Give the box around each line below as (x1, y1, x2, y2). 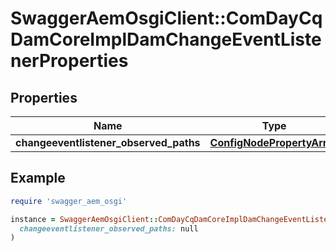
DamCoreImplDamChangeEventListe (10, 28, 322, 51)
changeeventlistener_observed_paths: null (19, 223, 199, 234)
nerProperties (10, 50, 129, 72)
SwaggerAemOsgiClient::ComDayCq (10, 7, 323, 30)
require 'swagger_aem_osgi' (10, 196, 128, 206)
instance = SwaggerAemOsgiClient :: (10, 214, 159, 224)
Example (10, 170, 66, 187)
